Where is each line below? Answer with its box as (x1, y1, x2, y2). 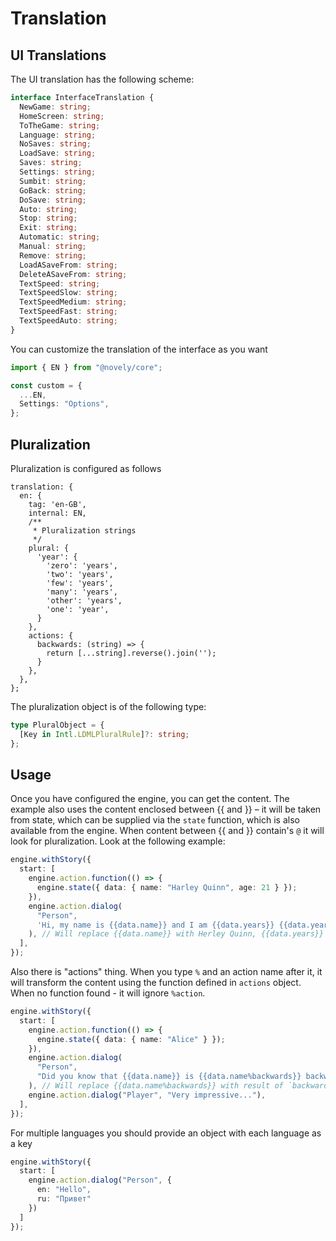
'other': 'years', (46, 595, 123, 606)
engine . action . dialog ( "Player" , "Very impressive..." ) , (28, 1090, 267, 1100)
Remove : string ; (19, 250, 87, 261)
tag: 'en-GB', (28, 499, 87, 509)
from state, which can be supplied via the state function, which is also (10, 814, 300, 826)
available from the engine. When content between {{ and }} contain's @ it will (10, 825, 325, 837)
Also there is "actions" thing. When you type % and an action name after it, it (10, 966, 323, 977)
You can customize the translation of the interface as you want (10, 343, 268, 355)
